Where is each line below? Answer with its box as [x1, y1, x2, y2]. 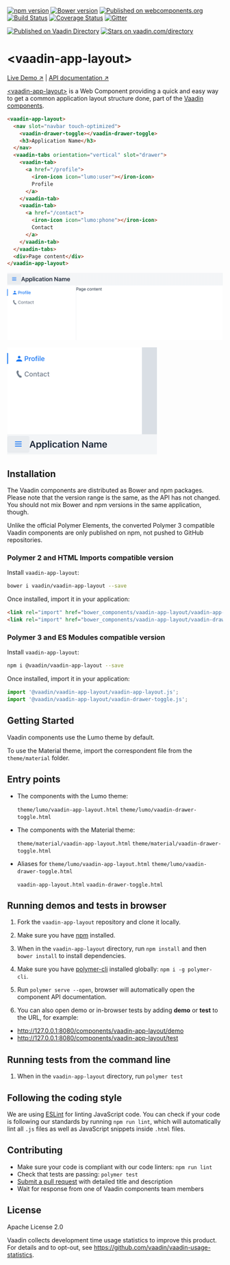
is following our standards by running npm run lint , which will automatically [7, 1118, 221, 1126]
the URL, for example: [16, 1014, 79, 1022]
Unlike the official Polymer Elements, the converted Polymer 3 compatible [7, 521, 215, 530]
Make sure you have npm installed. [16, 931, 116, 939]
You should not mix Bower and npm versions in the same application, [7, 501, 202, 509]
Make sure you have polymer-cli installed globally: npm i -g [16, 965, 185, 973]
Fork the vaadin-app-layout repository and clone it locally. [16, 918, 181, 926]
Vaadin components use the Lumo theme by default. [7, 733, 155, 741]
